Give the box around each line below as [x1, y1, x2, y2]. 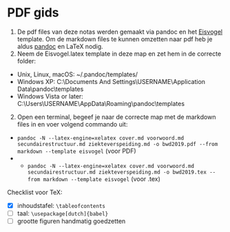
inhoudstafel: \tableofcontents [17, 201, 105, 209]
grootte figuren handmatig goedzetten [17, 217, 126, 225]
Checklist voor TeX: [7, 188, 63, 196]
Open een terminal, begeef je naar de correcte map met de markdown [17, 112, 216, 121]
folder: [17, 56, 36, 65]
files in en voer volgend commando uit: [17, 120, 128, 128]
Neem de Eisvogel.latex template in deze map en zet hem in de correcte [17, 50, 222, 58]
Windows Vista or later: [17, 92, 84, 101]
